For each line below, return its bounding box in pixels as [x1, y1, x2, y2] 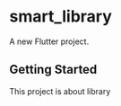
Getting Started [9, 62, 98, 77]
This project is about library [9, 85, 111, 96]
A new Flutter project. [9, 36, 90, 47]
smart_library [9, 6, 112, 27]
